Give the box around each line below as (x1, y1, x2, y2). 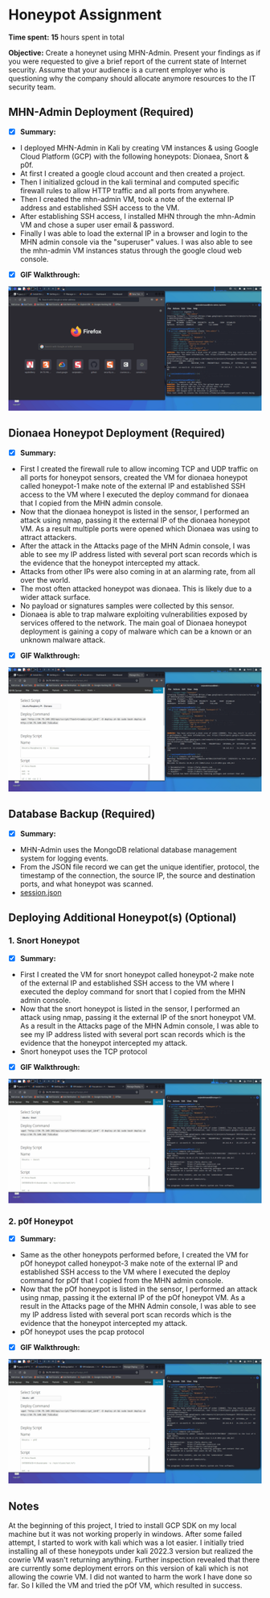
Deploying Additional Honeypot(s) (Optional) (8, 911, 237, 925)
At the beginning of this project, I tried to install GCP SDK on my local (8, 1521, 237, 1530)
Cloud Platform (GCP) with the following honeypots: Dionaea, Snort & (19, 151, 249, 161)
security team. (8, 82, 56, 92)
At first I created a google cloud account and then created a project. (19, 168, 245, 178)
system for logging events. (19, 853, 108, 863)
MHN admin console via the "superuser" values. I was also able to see (19, 237, 253, 246)
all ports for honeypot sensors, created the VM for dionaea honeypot (19, 473, 248, 482)
